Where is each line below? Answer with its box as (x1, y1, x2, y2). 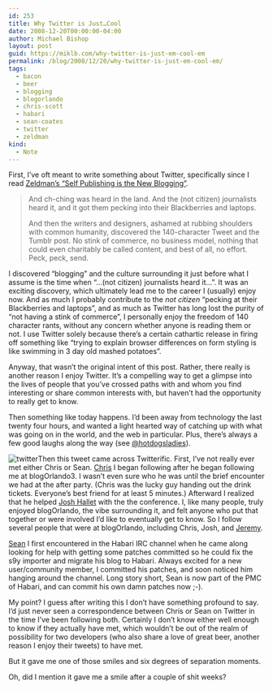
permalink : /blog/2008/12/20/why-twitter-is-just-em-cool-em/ (8, 58, 223, 66)
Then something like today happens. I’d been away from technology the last (8, 412, 262, 422)
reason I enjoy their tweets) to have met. (8, 640, 144, 650)
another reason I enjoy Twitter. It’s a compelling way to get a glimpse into (8, 371, 253, 381)
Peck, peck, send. (28, 253, 89, 263)
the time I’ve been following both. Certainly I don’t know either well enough (8, 615, 259, 625)
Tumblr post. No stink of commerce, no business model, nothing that (28, 236, 258, 246)
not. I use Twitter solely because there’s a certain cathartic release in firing (8, 330, 258, 339)
